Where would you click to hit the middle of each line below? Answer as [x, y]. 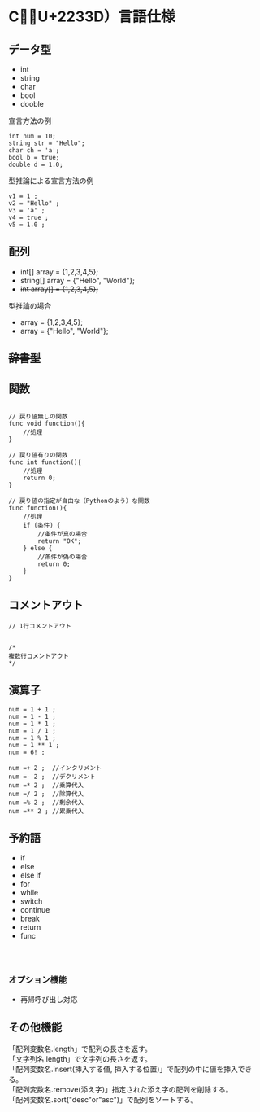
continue [35, 910]
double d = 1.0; [36, 164]
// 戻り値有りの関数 [38, 455]
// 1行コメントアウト [40, 626]
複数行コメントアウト [39, 656]
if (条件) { [42, 526]
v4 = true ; [28, 217]
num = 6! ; [27, 752]
